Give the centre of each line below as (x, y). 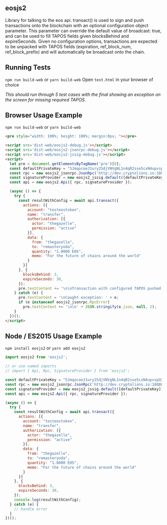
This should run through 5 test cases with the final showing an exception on (83, 94)
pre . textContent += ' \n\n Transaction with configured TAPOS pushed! (91, 288)
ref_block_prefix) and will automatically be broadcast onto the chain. (75, 52)
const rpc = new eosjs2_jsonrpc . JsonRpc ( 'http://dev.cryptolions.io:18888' (85, 384)
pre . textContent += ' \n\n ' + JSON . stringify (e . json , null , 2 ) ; (90, 307)
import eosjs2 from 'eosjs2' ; (37, 357)
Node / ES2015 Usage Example (54, 336)
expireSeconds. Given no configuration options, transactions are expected (81, 41)
